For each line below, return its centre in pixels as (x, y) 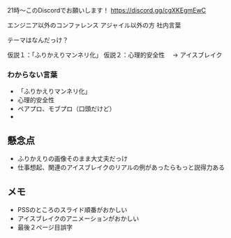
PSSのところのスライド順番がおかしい (72, 209)
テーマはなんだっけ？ (38, 40)
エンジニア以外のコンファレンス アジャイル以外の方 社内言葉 (94, 25)
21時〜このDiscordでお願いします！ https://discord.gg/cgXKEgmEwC (107, 10)
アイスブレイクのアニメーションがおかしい (78, 218)
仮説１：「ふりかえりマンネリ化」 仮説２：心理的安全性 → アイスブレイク (115, 55)
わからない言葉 (32, 74)
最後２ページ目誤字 (45, 227)
